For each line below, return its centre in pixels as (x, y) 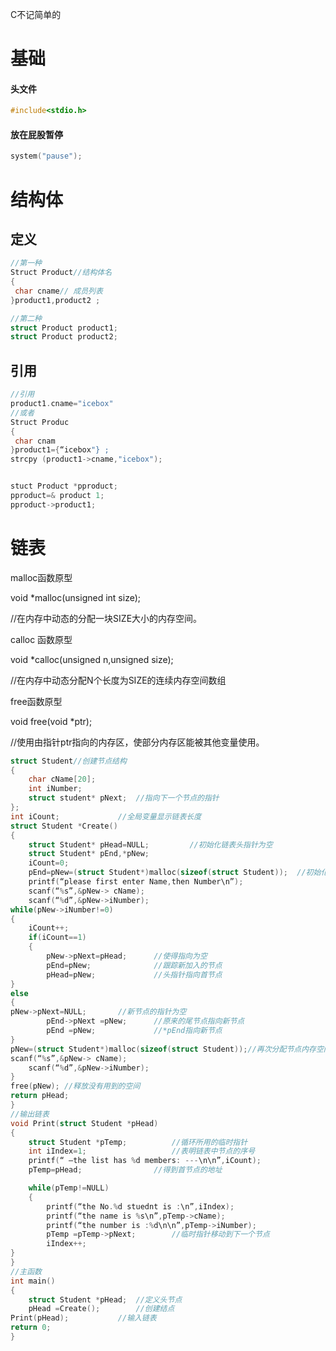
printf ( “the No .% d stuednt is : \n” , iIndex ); (140, 1206)
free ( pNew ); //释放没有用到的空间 (75, 1086)
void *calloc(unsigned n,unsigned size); (92, 659)
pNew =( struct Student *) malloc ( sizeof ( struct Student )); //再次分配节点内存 (163, 1049)
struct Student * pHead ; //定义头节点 (105, 1299)
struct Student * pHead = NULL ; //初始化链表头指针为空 (150, 844)
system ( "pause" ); (46, 156)
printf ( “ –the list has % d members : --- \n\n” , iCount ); (145, 1161)
